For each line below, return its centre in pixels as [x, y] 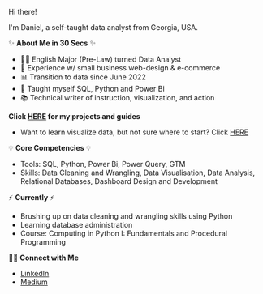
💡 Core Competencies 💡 [50, 148]
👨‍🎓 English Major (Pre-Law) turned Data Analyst [101, 59]
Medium [34, 282]
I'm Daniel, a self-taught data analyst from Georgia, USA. [103, 27]
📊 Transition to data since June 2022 [83, 77]
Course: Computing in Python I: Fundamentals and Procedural [124, 233]
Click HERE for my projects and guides [74, 116]
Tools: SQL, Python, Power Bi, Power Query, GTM [103, 164]
